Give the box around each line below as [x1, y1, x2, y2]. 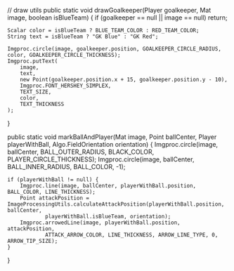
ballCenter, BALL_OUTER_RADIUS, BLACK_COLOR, [7, 147, 155, 156]
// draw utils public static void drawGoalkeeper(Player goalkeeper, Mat [7, 6, 212, 14]
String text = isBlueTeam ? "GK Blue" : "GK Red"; [7, 33, 159, 40]
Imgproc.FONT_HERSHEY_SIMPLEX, [20, 82, 112, 89]
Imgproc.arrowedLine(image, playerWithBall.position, [20, 219, 181, 226]
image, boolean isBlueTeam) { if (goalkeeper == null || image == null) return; [7, 13, 228, 22]
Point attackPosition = [20, 194, 90, 201]
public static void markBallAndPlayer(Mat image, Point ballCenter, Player [7, 133, 217, 141]
